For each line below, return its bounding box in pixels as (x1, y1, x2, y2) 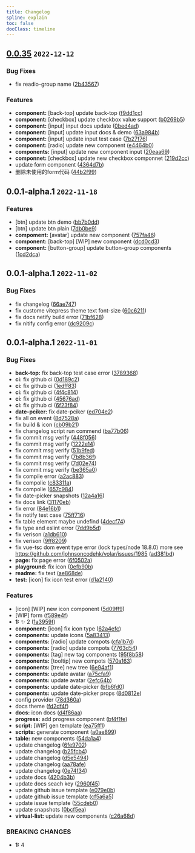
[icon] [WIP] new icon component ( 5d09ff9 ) (15, 605, 125, 612)
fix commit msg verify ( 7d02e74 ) (15, 460, 97, 467)
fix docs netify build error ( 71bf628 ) (15, 313, 104, 320)
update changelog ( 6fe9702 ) (15, 741, 87, 748)
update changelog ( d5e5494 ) (15, 754, 89, 761)
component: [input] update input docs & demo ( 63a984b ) (15, 129, 160, 136)
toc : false (6, 20, 34, 26)
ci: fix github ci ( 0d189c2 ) (15, 376, 80, 383)
